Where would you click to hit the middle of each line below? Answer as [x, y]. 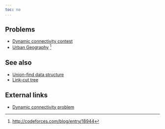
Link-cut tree [25, 79]
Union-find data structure [38, 75]
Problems [20, 30]
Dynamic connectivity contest [42, 41]
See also [18, 63]
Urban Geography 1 [32, 47]
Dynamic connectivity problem [43, 107]
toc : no [13, 10]
